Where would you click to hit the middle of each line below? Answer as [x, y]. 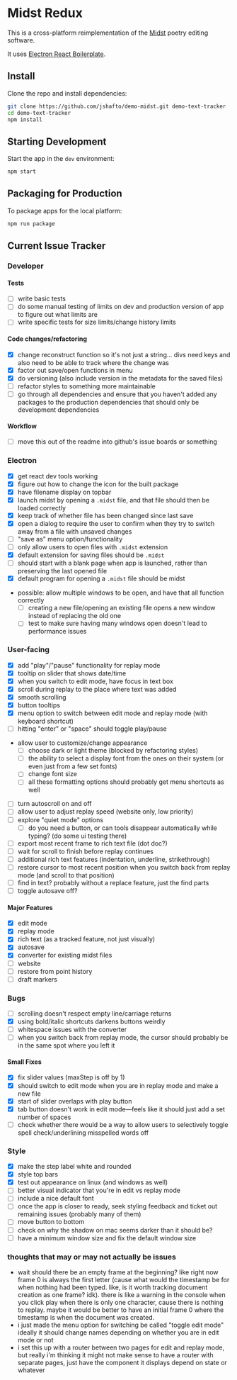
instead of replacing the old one [75, 616]
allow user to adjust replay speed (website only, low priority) [105, 812]
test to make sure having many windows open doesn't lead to [117, 623]
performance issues [57, 632]
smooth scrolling [42, 697]
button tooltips [39, 705]
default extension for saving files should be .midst [91, 555]
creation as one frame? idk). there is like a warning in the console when [121, 1294]
